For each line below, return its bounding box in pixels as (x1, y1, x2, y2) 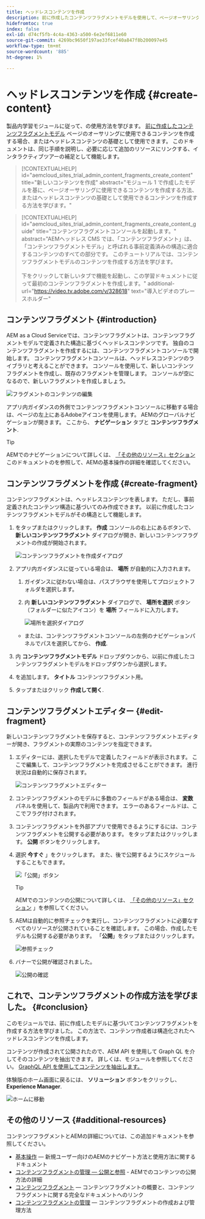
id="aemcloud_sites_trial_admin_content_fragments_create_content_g (21, 220, 196, 228)
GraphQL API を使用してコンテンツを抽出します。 (18, 1063, 143, 1070)
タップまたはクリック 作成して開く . (15, 686, 104, 694)
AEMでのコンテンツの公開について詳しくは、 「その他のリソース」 (15, 896, 184, 904)
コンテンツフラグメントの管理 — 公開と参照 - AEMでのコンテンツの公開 (15, 1168, 196, 1175)
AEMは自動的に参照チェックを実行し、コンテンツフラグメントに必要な (15, 917, 193, 924)
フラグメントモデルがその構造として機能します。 (22, 511, 145, 519)
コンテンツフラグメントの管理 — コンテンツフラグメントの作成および (15, 1198, 190, 1206)
